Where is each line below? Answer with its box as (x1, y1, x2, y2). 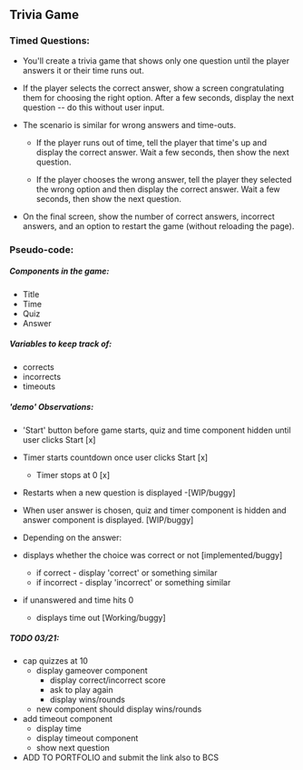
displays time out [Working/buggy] (35, 612, 166, 623)
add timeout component (22, 714, 113, 725)
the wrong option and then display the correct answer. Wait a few (35, 184, 281, 195)
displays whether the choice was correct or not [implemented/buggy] (22, 549, 283, 560)
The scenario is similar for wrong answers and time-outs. (22, 119, 237, 130)
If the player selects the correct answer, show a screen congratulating (22, 82, 285, 94)
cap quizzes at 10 (22, 655, 89, 666)
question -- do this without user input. (22, 102, 165, 113)
